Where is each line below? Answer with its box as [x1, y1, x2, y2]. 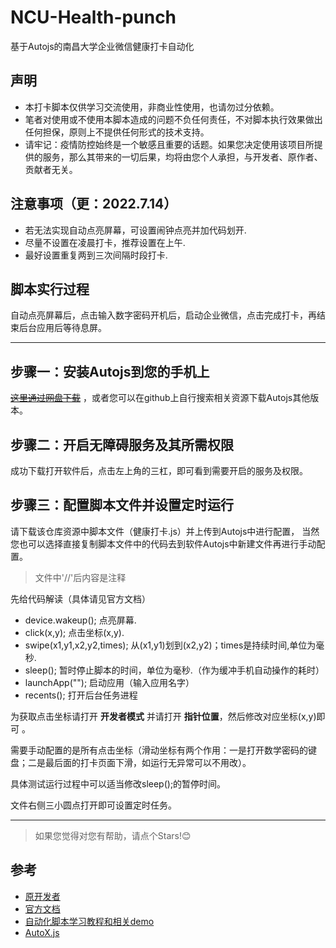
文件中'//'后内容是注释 [34, 571, 127, 583]
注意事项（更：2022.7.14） [10, 196, 178, 213]
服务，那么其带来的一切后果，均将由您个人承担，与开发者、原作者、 [42, 151, 323, 163]
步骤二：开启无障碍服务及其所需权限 [10, 436, 234, 453]
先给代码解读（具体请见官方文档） [10, 592, 151, 605]
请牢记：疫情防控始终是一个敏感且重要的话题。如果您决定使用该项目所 [24, 138, 315, 150]
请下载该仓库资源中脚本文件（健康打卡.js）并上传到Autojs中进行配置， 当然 [10, 525, 320, 537]
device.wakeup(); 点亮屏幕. [24, 614, 137, 626]
